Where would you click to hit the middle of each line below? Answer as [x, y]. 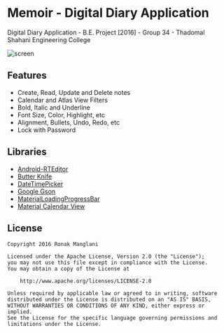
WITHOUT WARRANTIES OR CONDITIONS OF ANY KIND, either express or [106, 306]
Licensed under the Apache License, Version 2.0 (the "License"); [106, 257]
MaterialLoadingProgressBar [58, 199]
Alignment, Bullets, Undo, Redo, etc [69, 122]
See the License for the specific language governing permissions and [112, 318]
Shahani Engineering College [49, 39]
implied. [20, 312]
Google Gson [36, 191]
